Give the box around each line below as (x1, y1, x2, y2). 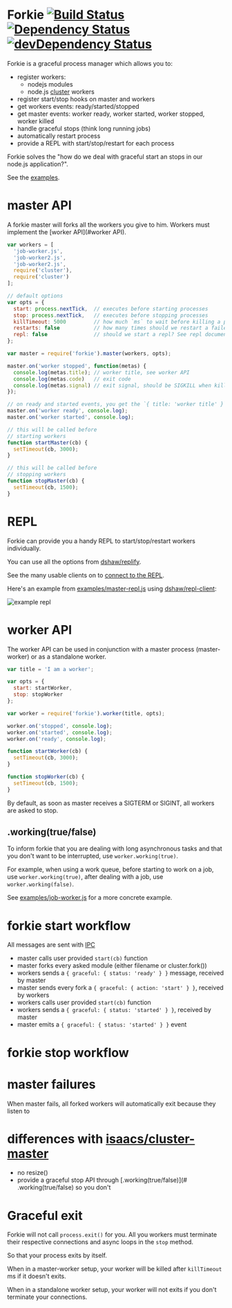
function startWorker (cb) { (7, 748, 88, 755)
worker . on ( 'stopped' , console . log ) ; (7, 722, 113, 729)
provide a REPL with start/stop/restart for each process (17, 139, 175, 147)
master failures (7, 1076, 96, 1092)
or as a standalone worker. (30, 652, 107, 661)
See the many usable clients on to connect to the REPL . (7, 570, 164, 579)
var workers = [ (7, 241, 54, 248)
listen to (7, 1106, 30, 1115)
